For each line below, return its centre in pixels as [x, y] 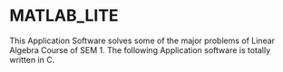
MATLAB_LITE [64, 16]
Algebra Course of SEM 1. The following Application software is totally [140, 49]
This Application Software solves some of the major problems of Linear [142, 40]
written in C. [32, 59]
